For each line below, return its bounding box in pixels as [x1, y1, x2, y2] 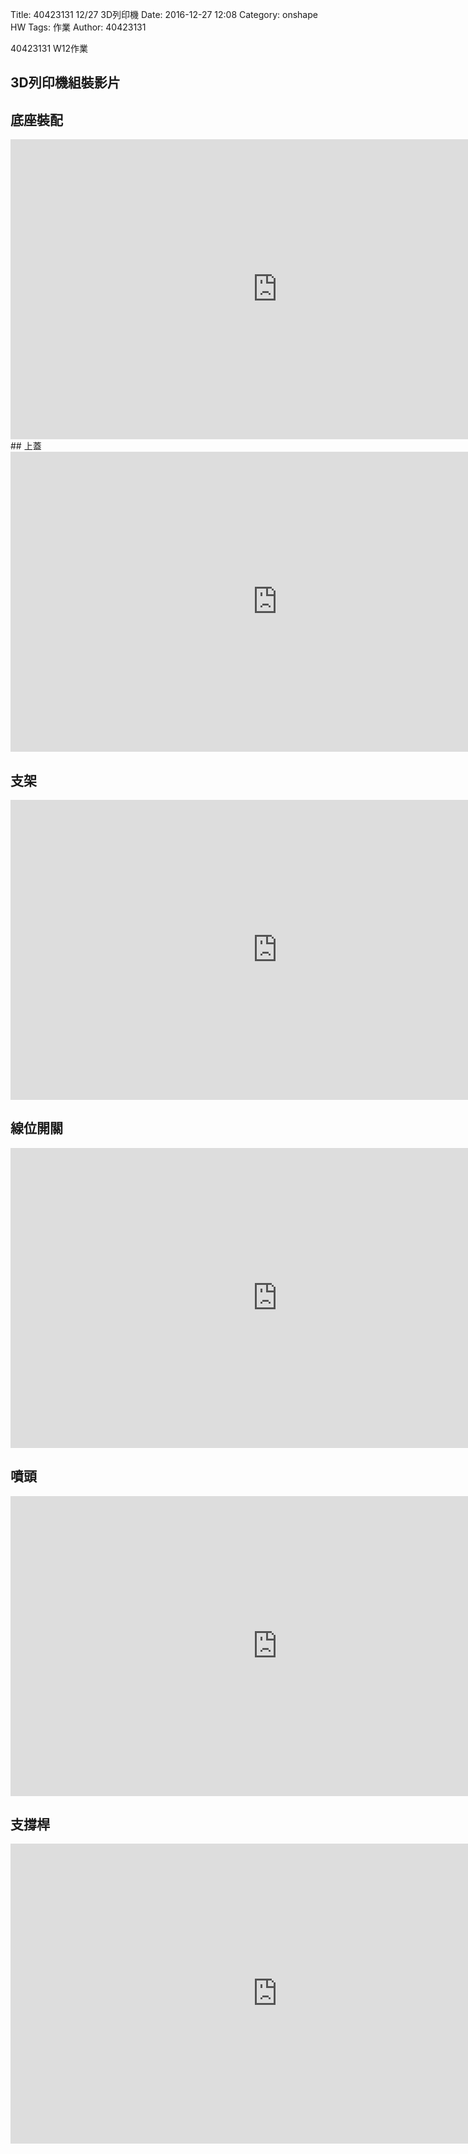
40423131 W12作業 [10, 43, 89, 54]
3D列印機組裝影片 [10, 74, 121, 92]
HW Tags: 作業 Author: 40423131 [10, 21, 147, 33]
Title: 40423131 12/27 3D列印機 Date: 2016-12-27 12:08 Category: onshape [10, 9, 318, 20]
